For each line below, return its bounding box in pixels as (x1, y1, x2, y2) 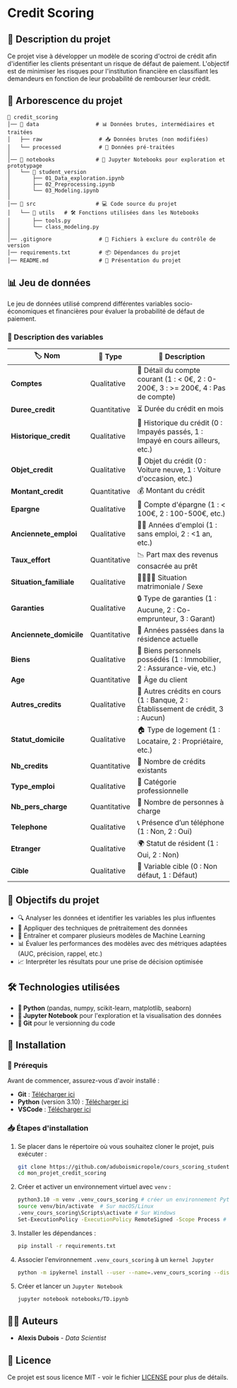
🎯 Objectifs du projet (7, 894, 100, 906)
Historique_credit (11, 431, 71, 441)
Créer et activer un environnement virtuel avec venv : (17, 1183, 171, 1191)
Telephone (11, 822, 48, 832)
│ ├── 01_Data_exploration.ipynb (7, 175, 125, 182)
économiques (7, 306, 47, 316)
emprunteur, (137, 613, 178, 623)
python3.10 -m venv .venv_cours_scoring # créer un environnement (17, 1196, 217, 1203)
